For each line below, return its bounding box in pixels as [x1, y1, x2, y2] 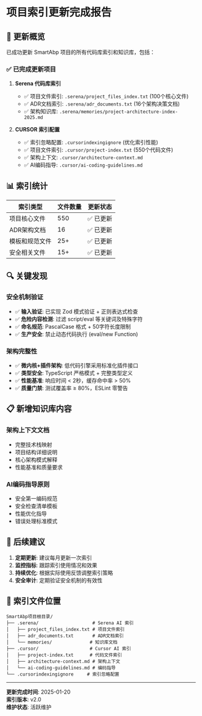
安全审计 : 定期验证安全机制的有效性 [14, 577, 103, 584]
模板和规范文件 [9, 237, 52, 246]
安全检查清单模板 [14, 502, 58, 510]
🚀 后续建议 [6, 537, 45, 547]
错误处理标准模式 [14, 518, 58, 525]
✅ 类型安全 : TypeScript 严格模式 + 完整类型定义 [14, 369, 133, 377]
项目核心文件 [9, 215, 46, 223]
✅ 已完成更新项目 [6, 65, 57, 73]
